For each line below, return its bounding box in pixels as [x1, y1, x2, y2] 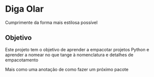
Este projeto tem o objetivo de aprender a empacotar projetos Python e [5, 46, 150, 52]
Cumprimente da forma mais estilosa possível [5, 19, 98, 25]
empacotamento [5, 57, 38, 63]
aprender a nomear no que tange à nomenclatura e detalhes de [5, 52, 134, 58]
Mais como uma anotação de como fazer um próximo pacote [5, 66, 129, 72]
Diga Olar [5, 3, 44, 15]
